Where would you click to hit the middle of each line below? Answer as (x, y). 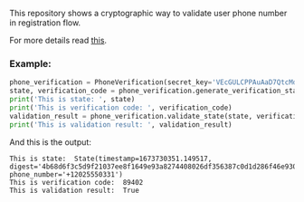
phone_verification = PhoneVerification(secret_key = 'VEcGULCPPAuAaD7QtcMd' (155, 82)
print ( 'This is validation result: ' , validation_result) (121, 125)
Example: (30, 63)
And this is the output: (51, 142)
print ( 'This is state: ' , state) (72, 100)
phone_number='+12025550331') (66, 174)
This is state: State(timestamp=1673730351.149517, (111, 159)
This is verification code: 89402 (76, 182)
